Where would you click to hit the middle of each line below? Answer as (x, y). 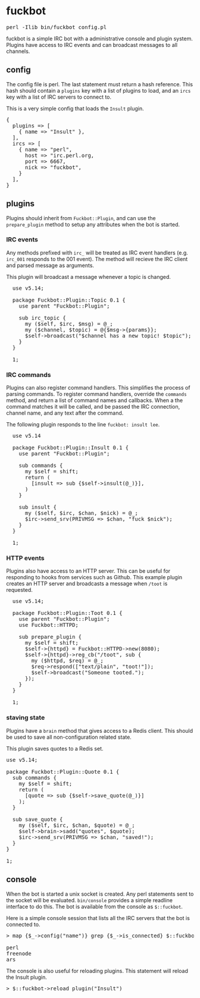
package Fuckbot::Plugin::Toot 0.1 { (67, 613)
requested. (19, 590)
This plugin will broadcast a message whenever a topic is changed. (89, 277)
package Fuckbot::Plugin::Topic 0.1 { (69, 300)
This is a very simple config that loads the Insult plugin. (75, 108)
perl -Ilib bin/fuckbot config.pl (57, 27)
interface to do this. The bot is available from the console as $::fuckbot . (95, 906)
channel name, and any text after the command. (65, 413)
